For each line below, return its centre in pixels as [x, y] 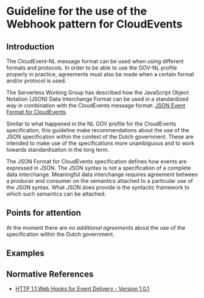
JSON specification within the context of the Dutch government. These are [100, 137]
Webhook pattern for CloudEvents [94, 24]
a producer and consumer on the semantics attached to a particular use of [100, 181]
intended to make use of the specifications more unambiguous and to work [100, 143]
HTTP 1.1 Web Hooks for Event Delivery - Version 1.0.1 [82, 289]
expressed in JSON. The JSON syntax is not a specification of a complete [99, 168]
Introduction [30, 47]
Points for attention [44, 213]
